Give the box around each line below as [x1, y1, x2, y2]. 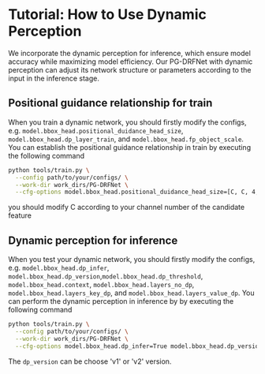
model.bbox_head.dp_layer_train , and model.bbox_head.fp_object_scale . [8, 134, 244, 144]
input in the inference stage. [8, 73, 100, 83]
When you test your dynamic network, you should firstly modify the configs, [8, 255, 256, 264]
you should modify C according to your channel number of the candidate [8, 203, 245, 212]
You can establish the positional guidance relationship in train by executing [8, 142, 251, 151]
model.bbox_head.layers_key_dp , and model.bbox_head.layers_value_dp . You [8, 288, 255, 297]
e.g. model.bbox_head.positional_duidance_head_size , [8, 125, 184, 135]
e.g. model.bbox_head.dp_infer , [8, 263, 110, 273]
